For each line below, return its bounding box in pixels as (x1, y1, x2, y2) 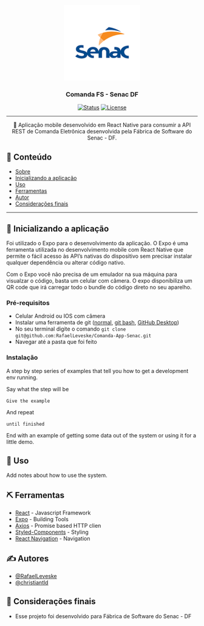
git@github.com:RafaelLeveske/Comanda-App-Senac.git (15, 333, 152, 339)
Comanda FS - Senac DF (66, 90, 138, 98)
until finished (6, 421, 45, 427)
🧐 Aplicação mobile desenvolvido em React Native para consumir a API (13, 121, 191, 129)
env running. (6, 374, 38, 381)
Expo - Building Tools (15, 516, 69, 523)
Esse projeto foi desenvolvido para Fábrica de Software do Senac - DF (15, 612, 192, 620)
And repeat (6, 408, 35, 416)
